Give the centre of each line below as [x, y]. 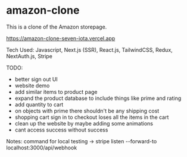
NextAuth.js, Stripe [29, 56]
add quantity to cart [39, 104]
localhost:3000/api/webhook [42, 147]
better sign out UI [36, 79]
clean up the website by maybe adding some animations [84, 123]
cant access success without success [61, 130]
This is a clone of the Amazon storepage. [57, 27]
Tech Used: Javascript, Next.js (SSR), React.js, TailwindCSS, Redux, [89, 50]
